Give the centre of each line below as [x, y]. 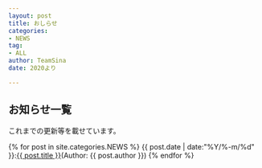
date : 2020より [33, 68]
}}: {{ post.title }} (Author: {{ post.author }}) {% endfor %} [101, 155]
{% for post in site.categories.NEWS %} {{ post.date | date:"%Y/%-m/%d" [131, 146]
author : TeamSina [37, 61]
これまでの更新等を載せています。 [64, 130]
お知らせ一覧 [40, 110]
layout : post [30, 16]
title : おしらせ [33, 23]
